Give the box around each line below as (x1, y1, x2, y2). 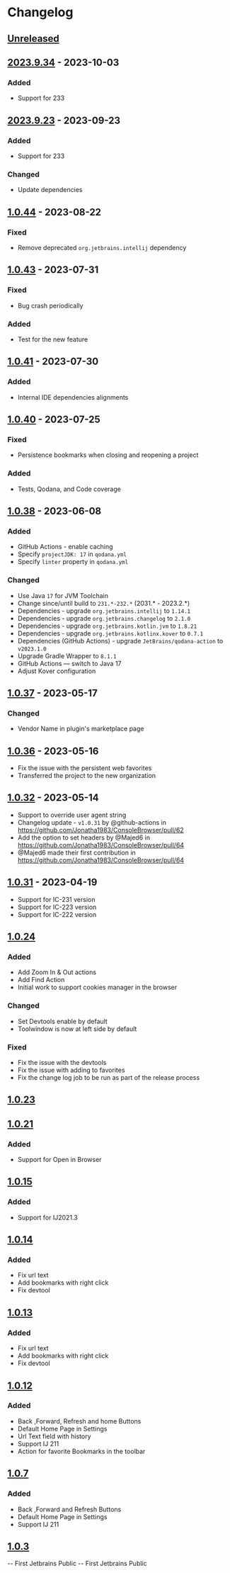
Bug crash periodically (17, 301, 84, 310)
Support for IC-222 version (17, 910, 97, 918)
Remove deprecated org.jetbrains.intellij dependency (17, 243, 187, 252)
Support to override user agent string (17, 811, 127, 819)
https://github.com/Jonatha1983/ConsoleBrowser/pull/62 (17, 825, 184, 834)
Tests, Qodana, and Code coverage (17, 485, 122, 493)
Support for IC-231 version (17, 895, 96, 903)
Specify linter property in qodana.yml (17, 558, 129, 566)
